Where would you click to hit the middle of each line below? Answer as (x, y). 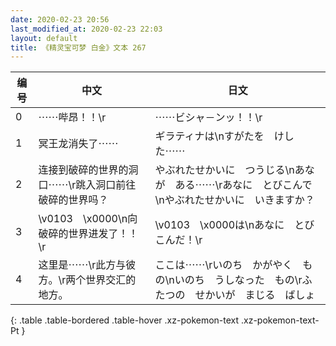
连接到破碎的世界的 (83, 170)
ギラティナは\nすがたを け (219, 136)
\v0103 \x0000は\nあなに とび (234, 225)
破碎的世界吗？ (73, 200)
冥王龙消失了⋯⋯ (78, 144)
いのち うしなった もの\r (238, 280)
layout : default (44, 38)
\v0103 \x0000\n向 (88, 219)
